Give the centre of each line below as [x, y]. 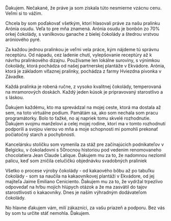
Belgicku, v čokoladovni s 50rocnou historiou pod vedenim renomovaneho [83, 150]
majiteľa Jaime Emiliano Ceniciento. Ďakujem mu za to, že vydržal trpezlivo [84, 181]
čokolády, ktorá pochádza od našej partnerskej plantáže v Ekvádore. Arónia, [86, 66]
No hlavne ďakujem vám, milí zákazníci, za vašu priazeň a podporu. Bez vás [85, 208]
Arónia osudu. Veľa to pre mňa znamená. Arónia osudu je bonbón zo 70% [82, 29]
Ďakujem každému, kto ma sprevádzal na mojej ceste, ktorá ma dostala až [83, 107]
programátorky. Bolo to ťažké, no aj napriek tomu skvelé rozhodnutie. [78, 118]
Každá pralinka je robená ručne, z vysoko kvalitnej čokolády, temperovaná [83, 86]
